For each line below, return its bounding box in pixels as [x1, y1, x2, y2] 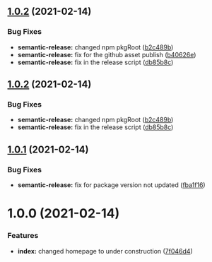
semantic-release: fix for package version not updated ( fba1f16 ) [17, 181, 206, 189]
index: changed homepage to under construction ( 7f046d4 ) [17, 246, 193, 255]
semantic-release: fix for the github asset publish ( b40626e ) [17, 50, 196, 59]
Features [7, 231, 39, 241]
